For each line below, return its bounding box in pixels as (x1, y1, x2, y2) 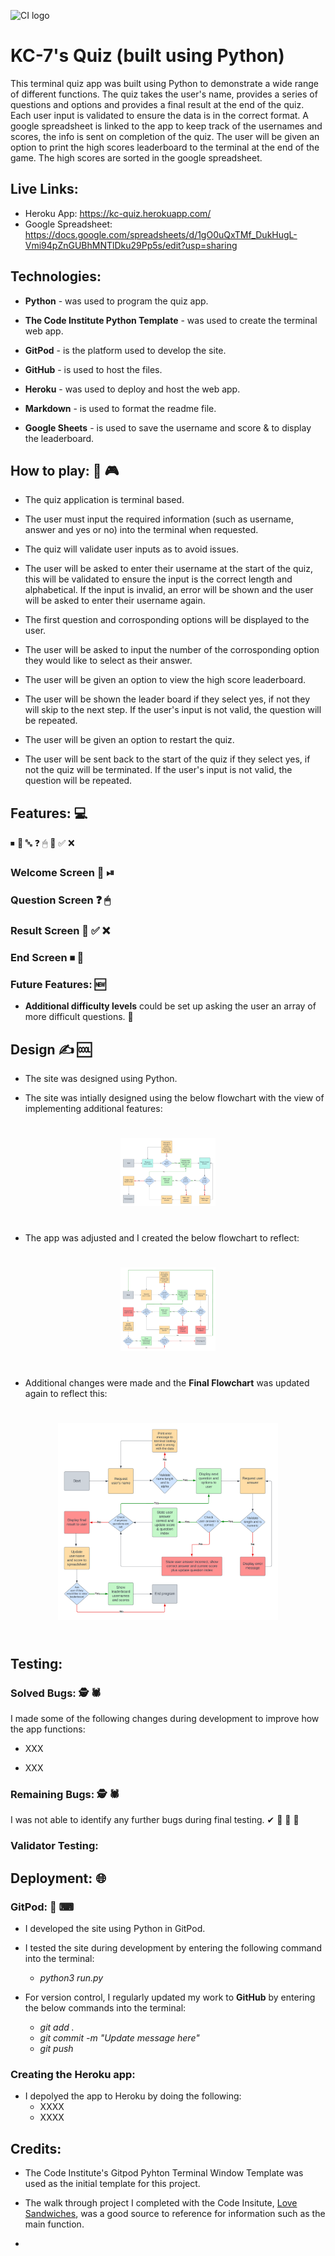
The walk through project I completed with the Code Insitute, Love (24, 2197, 298, 2209)
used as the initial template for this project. (24, 2178, 201, 2190)
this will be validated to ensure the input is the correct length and (24, 573, 293, 585)
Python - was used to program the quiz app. (24, 295, 209, 307)
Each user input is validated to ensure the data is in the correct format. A (10, 109, 309, 121)
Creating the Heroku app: (10, 2067, 136, 2081)
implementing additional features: (24, 1102, 163, 1114)
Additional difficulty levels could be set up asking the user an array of (24, 1000, 317, 1012)
